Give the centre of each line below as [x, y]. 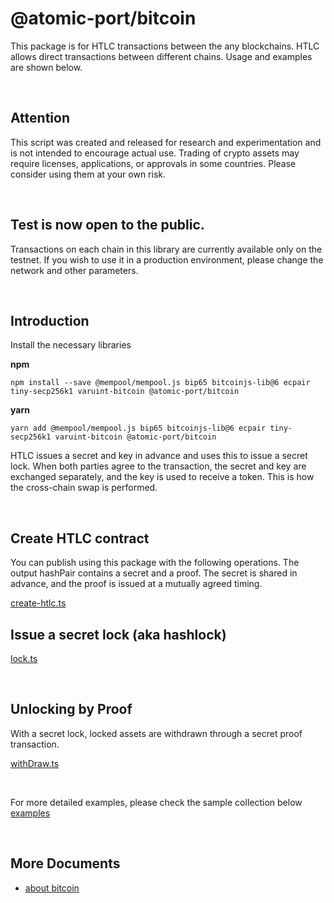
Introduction [50, 320]
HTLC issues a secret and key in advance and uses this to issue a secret [159, 456]
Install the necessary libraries [71, 345]
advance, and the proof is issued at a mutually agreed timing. [136, 584]
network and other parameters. [74, 270]
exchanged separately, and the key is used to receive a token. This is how [162, 477]
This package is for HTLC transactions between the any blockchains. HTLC [165, 46]
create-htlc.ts [38, 603]
